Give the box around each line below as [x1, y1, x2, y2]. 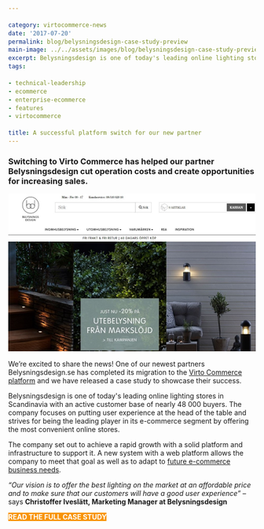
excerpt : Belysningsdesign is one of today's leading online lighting [8, 54, 244, 62]
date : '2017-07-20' [8, 29, 72, 37]
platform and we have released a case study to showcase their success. [8, 376, 242, 386]
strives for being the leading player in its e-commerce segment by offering [8, 416, 249, 426]
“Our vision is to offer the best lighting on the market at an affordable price [8, 480, 251, 490]
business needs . [8, 465, 61, 475]
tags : [8, 63, 26, 71]
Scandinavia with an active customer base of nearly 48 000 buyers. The [8, 400, 242, 409]
